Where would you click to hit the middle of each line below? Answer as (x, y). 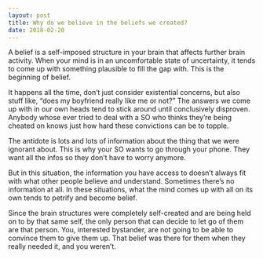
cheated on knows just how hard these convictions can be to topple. (119, 126)
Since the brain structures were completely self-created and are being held (130, 213)
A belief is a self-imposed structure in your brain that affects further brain (127, 53)
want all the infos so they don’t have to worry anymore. (97, 158)
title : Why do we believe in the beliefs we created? (98, 23)
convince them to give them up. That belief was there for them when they (127, 238)
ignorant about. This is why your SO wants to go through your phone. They (129, 149)
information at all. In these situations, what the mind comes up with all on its (131, 190)
